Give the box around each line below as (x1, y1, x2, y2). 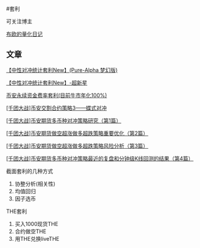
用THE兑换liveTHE (14, 235, 59, 242)
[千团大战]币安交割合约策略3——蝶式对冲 (6, 104, 107, 111)
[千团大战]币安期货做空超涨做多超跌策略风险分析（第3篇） (6, 142, 148, 149)
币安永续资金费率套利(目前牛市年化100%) (6, 92, 107, 99)
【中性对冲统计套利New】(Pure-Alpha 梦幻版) (6, 66, 118, 73)
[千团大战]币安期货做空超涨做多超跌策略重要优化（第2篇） (6, 130, 148, 137)
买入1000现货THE (14, 220, 58, 227)
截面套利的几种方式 (6, 167, 53, 174)
